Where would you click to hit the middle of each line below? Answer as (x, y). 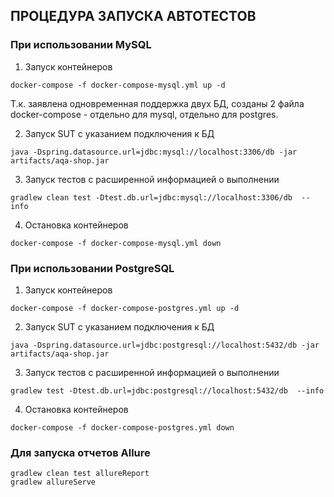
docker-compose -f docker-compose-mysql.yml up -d (118, 85)
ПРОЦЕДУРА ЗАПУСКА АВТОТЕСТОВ (133, 16)
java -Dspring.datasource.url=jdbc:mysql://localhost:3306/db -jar (154, 152)
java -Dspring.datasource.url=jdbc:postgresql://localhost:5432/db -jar (165, 345)
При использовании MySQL (81, 45)
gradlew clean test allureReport (80, 474)
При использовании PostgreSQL (92, 268)
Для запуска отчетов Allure (80, 452)
